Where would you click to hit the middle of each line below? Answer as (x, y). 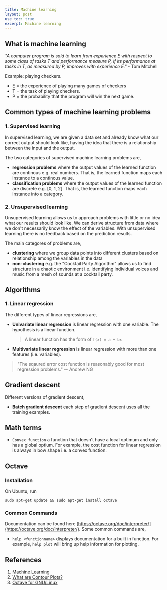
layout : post (19, 14)
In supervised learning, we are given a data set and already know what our (82, 137)
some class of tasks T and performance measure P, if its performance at (80, 61)
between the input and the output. (40, 148)
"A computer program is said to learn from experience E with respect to (79, 56)
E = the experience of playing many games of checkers (69, 86)
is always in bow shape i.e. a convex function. (60, 450)
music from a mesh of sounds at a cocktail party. (63, 274)
